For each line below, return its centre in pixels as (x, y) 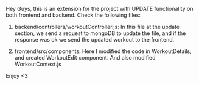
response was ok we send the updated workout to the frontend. (94, 39)
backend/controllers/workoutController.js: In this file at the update (97, 27)
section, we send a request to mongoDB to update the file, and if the (100, 33)
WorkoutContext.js (38, 64)
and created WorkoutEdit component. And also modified (85, 58)
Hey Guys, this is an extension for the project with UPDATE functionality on (100, 9)
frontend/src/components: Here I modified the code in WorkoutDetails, (103, 51)
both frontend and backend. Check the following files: (73, 15)
